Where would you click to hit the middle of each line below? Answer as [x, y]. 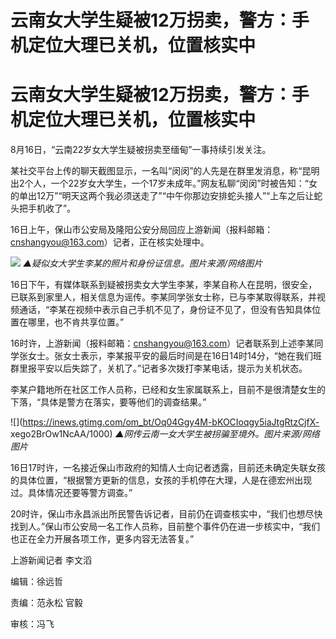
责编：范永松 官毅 [46, 603]
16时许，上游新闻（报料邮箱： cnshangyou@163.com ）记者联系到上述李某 [162, 343]
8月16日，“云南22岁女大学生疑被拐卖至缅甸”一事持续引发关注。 [141, 150]
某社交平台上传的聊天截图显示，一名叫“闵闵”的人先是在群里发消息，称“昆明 [165, 171]
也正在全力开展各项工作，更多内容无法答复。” [102, 539]
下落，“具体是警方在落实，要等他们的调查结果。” [108, 402]
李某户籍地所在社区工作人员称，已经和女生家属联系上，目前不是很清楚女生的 [168, 390]
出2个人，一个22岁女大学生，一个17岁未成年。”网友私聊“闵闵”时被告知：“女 [164, 183]
